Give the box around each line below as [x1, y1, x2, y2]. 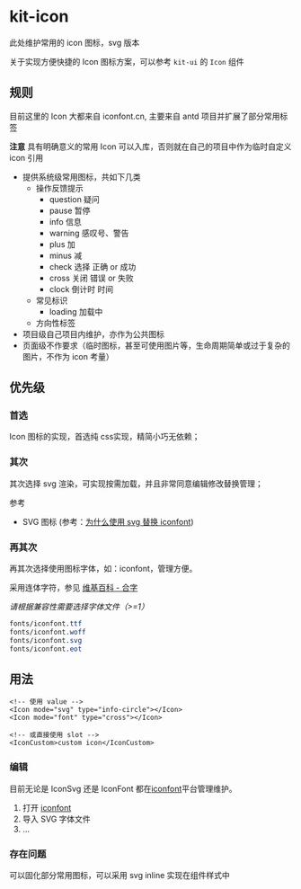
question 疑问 [49, 193, 101, 204]
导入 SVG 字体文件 [22, 813, 92, 824]
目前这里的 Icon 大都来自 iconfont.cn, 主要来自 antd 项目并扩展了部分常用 [9, 111, 280, 121]
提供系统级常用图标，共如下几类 [22, 171, 141, 182]
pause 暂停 [49, 205, 91, 216]
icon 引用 [9, 152, 43, 163]
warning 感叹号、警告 [49, 227, 129, 238]
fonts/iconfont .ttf [9, 619, 83, 628]
